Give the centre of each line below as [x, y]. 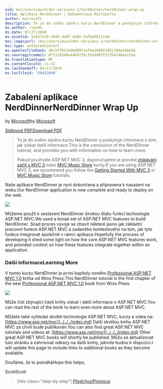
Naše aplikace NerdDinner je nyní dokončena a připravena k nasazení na [78, 185]
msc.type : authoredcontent [32, 46]
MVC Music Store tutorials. [44, 175]
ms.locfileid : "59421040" [31, 73]
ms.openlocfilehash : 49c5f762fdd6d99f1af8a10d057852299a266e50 [70, 50]
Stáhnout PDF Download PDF [34, 130]
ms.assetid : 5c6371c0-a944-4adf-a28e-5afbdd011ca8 [57, 37]
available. [15, 353]
